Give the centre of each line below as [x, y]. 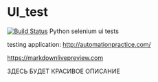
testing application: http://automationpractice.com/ [79, 44]
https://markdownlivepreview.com [55, 58]
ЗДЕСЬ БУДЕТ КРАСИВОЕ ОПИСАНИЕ [64, 71]
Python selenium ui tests [84, 31]
